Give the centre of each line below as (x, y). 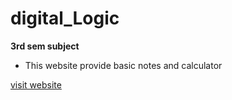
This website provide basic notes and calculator (123, 65)
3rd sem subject (45, 46)
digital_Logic (65, 18)
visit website (36, 84)
